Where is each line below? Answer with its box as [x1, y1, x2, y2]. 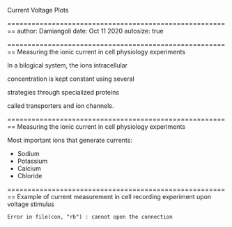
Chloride [17, 172, 42, 180]
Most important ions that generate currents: [7, 136, 132, 144]
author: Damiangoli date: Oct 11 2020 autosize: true [17, 27, 164, 35]
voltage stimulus [7, 200, 54, 208]
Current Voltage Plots [7, 6, 69, 14]
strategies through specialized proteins [7, 88, 120, 96]
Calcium [17, 164, 42, 173]
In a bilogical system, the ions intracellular [7, 61, 127, 69]
